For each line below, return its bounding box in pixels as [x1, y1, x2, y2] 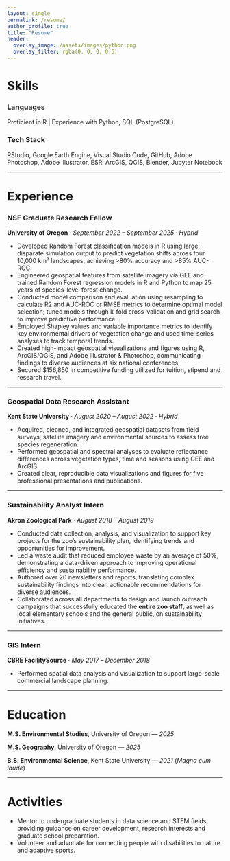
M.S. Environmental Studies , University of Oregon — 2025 [7, 729, 175, 738]
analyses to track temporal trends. [16, 337, 114, 345]
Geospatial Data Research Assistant [7, 397, 129, 406]
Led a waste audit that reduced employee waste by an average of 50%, [16, 551, 219, 560]
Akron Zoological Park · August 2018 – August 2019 [7, 516, 154, 524]
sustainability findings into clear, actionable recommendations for [16, 580, 202, 588]
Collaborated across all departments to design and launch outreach [16, 595, 207, 603]
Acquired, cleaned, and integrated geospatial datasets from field [16, 426, 199, 434]
